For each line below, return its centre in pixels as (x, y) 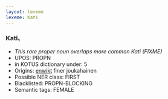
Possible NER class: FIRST (47, 77)
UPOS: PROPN (32, 58)
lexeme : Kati (22, 17)
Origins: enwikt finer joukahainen (56, 70)
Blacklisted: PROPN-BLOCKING (53, 83)
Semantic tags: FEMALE (44, 89)
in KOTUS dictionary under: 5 (51, 64)
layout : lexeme (25, 12)
